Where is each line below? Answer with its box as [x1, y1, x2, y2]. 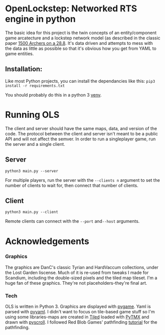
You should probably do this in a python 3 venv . [5, 92, 102, 98]
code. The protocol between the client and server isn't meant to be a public [5, 131, 159, 136]
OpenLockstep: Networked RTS [5, 3, 137, 14]
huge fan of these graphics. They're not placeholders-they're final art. [5, 280, 148, 286]
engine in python [5, 13, 76, 25]
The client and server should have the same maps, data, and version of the [5, 125, 157, 131]
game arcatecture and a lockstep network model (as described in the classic [5, 35, 161, 41]
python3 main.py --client [5, 210, 58, 215]
